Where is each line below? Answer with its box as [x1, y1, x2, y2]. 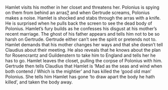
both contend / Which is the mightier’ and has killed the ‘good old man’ [5, 68, 152, 74]
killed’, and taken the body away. [5, 79, 73, 85]
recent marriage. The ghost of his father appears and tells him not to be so [5, 31, 160, 37]
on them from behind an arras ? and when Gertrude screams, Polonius [5, 10, 150, 16]
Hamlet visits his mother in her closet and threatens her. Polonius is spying [5, 5, 159, 10]
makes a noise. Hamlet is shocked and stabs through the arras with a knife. [5, 15, 161, 21]
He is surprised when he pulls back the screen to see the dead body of [5, 20, 152, 26]
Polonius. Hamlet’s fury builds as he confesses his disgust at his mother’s [5, 26, 157, 32]
